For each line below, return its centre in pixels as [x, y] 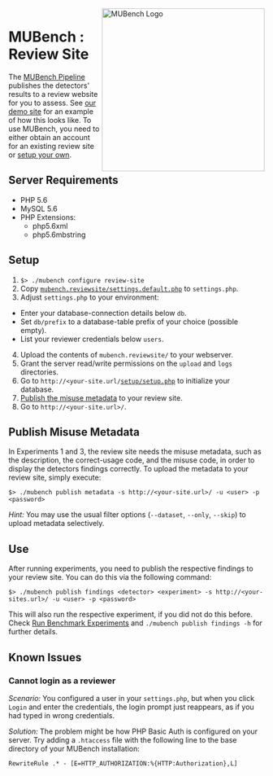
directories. [39, 372]
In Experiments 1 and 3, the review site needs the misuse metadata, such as [135, 452]
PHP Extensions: [48, 217]
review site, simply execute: [55, 478]
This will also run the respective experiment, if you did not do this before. [131, 615]
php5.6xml [50, 226]
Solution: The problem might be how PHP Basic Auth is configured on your [133, 731]
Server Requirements [64, 180]
